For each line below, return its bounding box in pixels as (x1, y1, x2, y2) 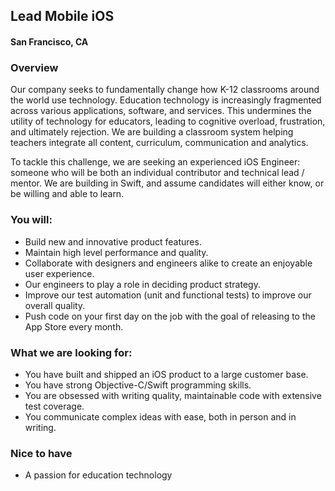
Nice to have (10, 446, 73, 460)
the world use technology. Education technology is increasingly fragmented (10, 94, 322, 106)
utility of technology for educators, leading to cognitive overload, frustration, (10, 115, 326, 128)
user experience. (24, 267, 95, 279)
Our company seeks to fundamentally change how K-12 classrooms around (10, 84, 320, 96)
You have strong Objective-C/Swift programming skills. (24, 379, 252, 391)
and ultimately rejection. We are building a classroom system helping (10, 126, 294, 138)
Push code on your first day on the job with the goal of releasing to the (24, 310, 316, 322)
